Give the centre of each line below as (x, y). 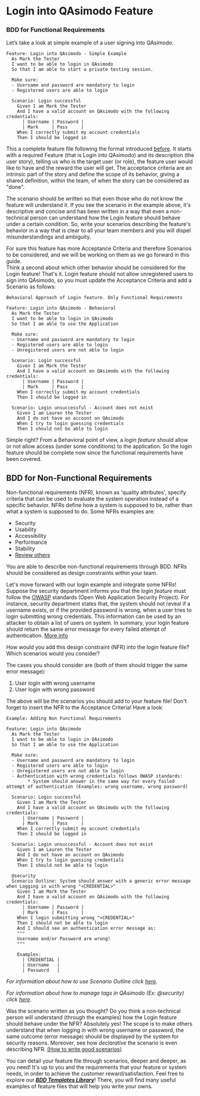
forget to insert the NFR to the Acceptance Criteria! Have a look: (85, 707)
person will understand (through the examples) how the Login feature (92, 1017)
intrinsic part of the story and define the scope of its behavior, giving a (93, 174)
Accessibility (30, 536)
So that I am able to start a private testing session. (82, 70)
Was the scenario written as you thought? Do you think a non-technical (93, 1011)
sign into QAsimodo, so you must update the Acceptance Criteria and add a (99, 281)
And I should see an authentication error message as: (87, 928)
